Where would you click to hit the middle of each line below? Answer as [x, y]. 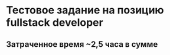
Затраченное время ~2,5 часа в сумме [82, 44]
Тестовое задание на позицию [85, 10]
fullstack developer [55, 23]
